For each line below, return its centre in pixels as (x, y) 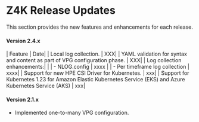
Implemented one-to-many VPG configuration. (72, 113)
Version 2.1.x (22, 99)
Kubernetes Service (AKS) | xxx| (46, 86)
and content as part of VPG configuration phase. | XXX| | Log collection (94, 60)
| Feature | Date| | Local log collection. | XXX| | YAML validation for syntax (97, 54)
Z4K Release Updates (61, 10)
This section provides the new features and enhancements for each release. (100, 27)
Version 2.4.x (23, 41)
